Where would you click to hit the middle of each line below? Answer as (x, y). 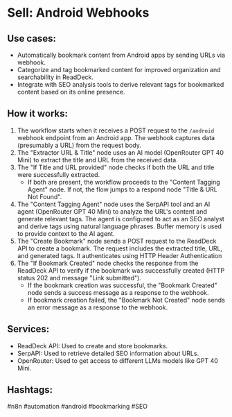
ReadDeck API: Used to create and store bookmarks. (92, 346)
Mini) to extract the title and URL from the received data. (97, 160)
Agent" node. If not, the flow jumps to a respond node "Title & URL (123, 189)
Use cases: (32, 39)
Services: (28, 329)
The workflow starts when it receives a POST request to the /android (116, 130)
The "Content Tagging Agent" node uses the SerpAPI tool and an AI (114, 204)
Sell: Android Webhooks (78, 13)
